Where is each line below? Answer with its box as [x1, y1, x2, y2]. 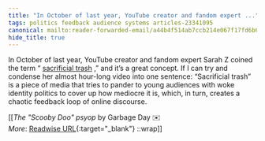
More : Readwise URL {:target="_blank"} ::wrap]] [8, 124, 163, 134]
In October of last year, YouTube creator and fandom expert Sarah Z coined [8, 55, 253, 65]
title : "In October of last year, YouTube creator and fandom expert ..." [8, 11, 259, 20]
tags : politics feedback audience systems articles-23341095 [8, 19, 214, 27]
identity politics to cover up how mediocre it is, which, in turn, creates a [8, 88, 241, 98]
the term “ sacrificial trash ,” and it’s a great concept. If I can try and [8, 64, 229, 73]
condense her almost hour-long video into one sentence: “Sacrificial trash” [8, 72, 251, 81]
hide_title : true [8, 33, 65, 42]
